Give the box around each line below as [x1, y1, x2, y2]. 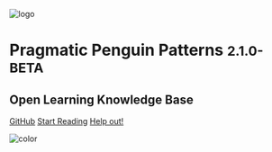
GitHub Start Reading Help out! [9, 116, 124, 126]
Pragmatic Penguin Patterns [9, 40, 224, 60]
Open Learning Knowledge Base [9, 92, 194, 107]
